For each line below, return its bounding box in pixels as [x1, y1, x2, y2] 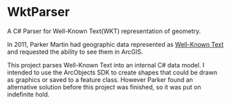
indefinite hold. [7, 90, 50, 98]
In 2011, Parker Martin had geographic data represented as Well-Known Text [7, 40, 224, 48]
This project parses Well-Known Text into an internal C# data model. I [7, 61, 205, 69]
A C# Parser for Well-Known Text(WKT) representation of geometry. [7, 27, 201, 35]
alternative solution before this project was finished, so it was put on [7, 83, 201, 91]
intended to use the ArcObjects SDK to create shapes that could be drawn [7, 68, 218, 76]
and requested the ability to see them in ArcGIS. [7, 48, 143, 56]
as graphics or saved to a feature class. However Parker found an [7, 75, 193, 83]
